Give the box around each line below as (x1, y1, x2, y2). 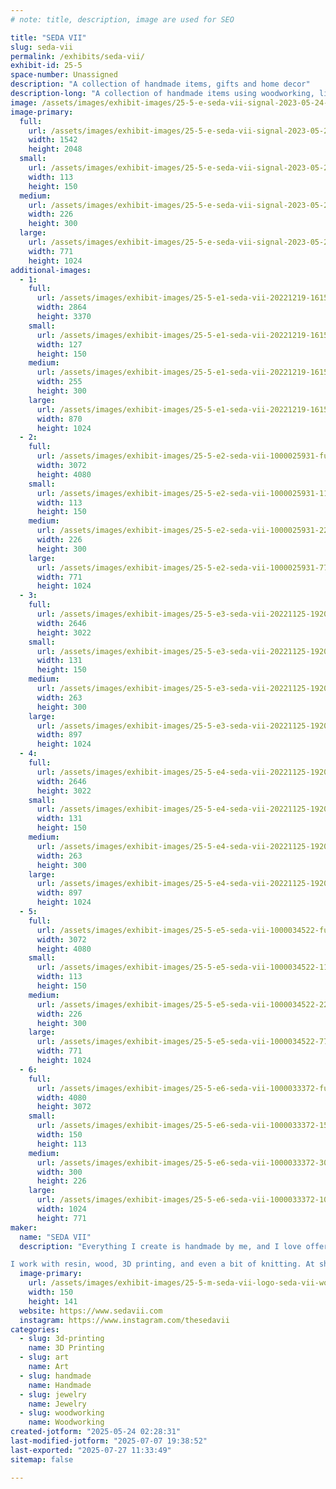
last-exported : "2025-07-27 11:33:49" (10, 1445, 172, 1455)
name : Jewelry (28, 1399, 87, 1409)
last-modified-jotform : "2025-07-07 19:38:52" (10, 1436, 208, 1446)
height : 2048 (28, 144, 83, 155)
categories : (10, 1324, 60, 1335)
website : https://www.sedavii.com (19, 1306, 163, 1316)
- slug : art (19, 1352, 70, 1363)
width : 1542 (28, 135, 78, 145)
